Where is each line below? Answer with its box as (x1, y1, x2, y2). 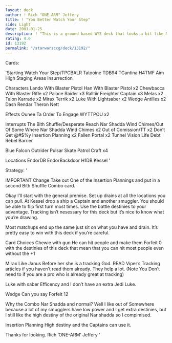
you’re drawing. (5, 214, 38, 220)
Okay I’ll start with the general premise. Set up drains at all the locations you (5, 192, 166, 199)
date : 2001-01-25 (5, 27, 42, 32)
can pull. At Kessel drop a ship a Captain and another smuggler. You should (5, 198, 164, 204)
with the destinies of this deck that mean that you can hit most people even (5, 245, 164, 251)
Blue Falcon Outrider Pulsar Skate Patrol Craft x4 (5, 147, 109, 154)
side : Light (5, 22, 31, 27)
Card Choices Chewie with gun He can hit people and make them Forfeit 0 (5, 239, 162, 246)
